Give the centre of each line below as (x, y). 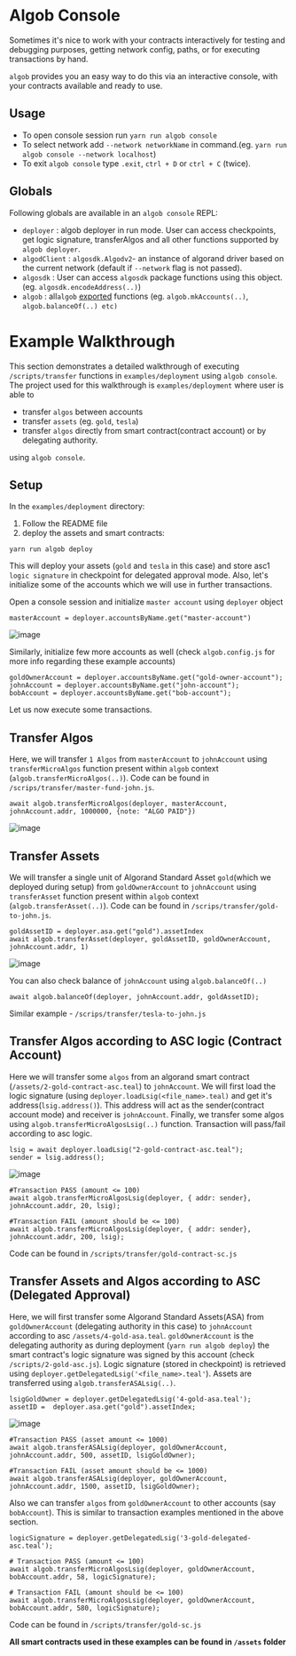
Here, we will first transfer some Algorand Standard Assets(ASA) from (136, 1316)
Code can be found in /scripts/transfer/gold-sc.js (105, 1624)
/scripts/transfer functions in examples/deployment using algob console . (143, 375)
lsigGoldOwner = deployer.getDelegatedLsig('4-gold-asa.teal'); (130, 1399)
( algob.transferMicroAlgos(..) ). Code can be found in (109, 778)
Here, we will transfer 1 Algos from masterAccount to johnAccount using (138, 759)
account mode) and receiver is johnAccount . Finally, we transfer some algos (147, 1114)
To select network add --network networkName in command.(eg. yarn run (155, 144)
